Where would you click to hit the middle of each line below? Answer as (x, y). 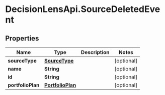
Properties (22, 38)
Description (95, 52)
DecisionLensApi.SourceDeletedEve (83, 9)
